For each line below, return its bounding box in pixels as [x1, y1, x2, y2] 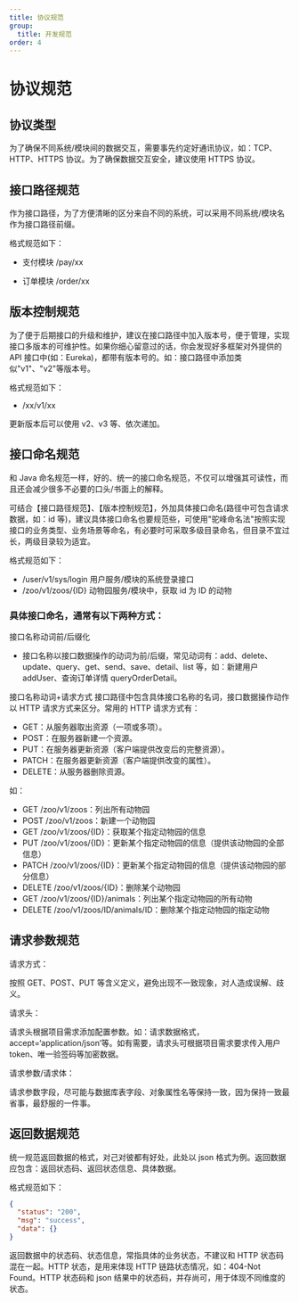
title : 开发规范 [17, 29, 73, 38]
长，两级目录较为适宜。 [9, 536, 95, 547]
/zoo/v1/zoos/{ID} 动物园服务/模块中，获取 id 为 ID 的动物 [21, 585, 232, 596]
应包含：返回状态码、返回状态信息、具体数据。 [9, 1163, 181, 1174]
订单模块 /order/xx [21, 276, 91, 286]
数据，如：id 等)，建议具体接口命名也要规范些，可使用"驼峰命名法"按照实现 [9, 514, 287, 524]
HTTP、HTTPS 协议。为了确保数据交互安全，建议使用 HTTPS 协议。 [9, 153, 261, 165]
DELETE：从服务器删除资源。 [21, 766, 131, 777]
